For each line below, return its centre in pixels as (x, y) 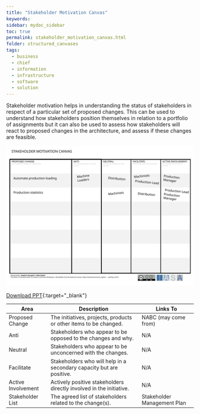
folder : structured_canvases (42, 44)
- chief (21, 62)
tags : (13, 51)
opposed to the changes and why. (92, 338)
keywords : (18, 19)
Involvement (24, 388)
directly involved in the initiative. (90, 388)
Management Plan (164, 403)
